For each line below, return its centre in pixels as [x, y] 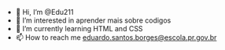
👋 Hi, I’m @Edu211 [44, 12]
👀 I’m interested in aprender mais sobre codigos [93, 20]
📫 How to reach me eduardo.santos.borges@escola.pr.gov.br [116, 37]
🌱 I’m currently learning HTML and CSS [79, 29]
